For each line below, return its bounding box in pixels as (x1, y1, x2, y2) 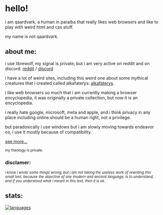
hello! (5, 3, 28, 14)
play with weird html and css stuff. (5, 24, 74, 30)
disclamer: (5, 159, 31, 165)
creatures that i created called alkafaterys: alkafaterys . (5, 80, 114, 86)
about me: (5, 48, 36, 56)
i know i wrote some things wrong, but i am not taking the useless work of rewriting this (5, 170, 151, 175)
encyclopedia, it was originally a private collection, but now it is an (5, 95, 138, 100)
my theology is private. (5, 148, 43, 153)
